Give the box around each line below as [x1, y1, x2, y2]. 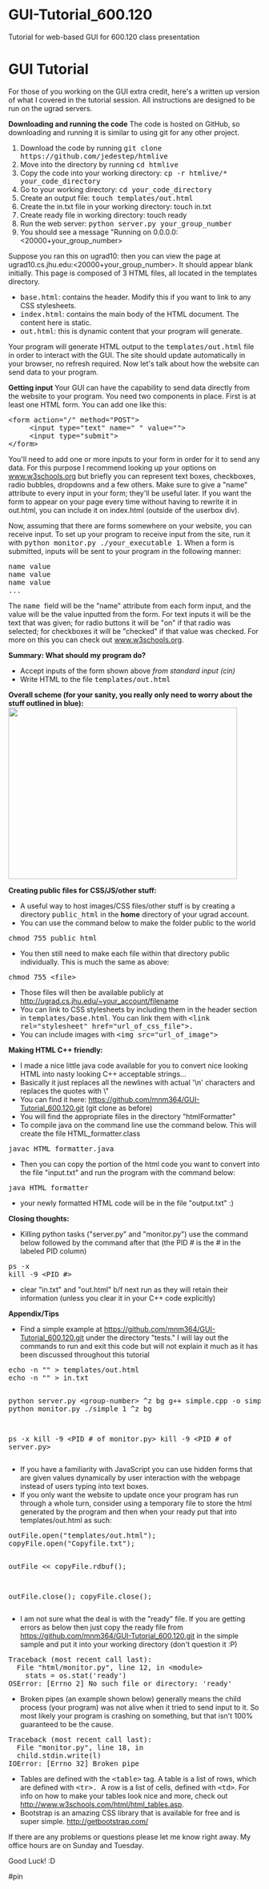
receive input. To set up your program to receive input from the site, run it [8, 529, 251, 539]
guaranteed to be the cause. [19, 1719, 114, 1729]
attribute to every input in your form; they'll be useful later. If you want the [8, 488, 252, 498]
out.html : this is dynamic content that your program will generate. [19, 326, 243, 335]
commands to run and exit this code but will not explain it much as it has [19, 1341, 259, 1350]
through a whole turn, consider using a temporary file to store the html [19, 1498, 252, 1508]
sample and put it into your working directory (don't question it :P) [19, 1639, 238, 1649]
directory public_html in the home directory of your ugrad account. [19, 909, 250, 919]
